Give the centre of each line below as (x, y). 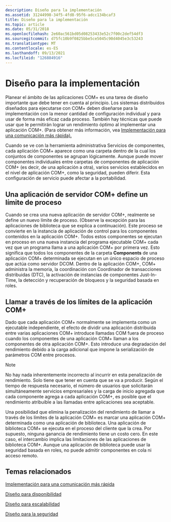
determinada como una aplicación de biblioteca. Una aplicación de (76, 423)
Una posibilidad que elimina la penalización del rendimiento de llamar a (80, 412)
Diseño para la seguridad (32, 514)
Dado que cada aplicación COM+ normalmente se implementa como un (81, 322)
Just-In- (148, 275)
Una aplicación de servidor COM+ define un (77, 194)
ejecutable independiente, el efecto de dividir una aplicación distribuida (81, 327)
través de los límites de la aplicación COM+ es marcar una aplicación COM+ (85, 417)
